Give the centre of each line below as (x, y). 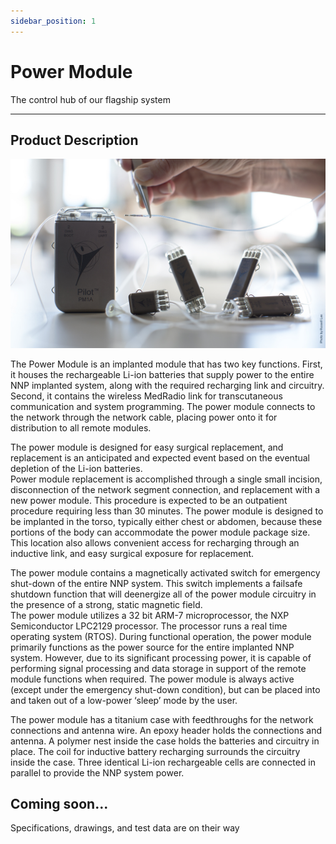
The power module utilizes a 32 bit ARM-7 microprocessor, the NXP (150, 615)
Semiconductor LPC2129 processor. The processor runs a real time (149, 626)
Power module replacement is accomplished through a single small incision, (166, 479)
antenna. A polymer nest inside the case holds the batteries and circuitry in (165, 741)
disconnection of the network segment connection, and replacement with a (165, 489)
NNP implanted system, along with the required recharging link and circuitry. (167, 385)
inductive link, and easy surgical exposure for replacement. (132, 553)
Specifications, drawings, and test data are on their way (125, 828)
